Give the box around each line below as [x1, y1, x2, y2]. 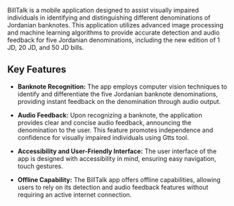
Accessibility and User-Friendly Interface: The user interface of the [17, 147, 217, 155]
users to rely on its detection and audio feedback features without [17, 183, 209, 191]
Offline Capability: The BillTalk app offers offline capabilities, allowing [17, 175, 221, 184]
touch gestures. [17, 162, 63, 170]
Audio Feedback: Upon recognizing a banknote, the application [17, 110, 202, 119]
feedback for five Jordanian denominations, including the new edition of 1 [7, 36, 220, 44]
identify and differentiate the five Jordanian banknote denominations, [17, 89, 218, 98]
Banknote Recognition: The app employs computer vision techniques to [17, 82, 228, 91]
